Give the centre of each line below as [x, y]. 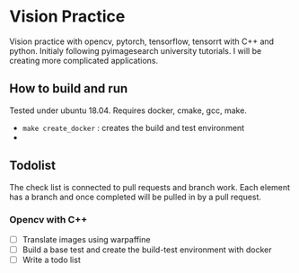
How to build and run [69, 88]
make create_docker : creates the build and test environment [133, 128]
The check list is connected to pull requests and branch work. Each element [149, 187]
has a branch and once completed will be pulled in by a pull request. [136, 197]
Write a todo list [51, 260]
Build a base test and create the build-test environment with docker [147, 250]
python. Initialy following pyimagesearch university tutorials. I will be [136, 50]
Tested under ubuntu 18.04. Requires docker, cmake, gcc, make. [128, 110]
